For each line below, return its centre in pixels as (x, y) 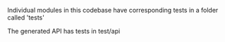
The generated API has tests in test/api (64, 31)
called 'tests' (26, 17)
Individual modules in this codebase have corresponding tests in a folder (113, 10)
